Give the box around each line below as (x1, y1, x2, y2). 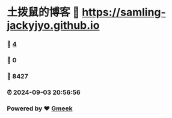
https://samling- (81, 5, 166, 19)
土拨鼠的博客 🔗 (7, 5, 80, 19)
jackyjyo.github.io (7, 19, 100, 32)
